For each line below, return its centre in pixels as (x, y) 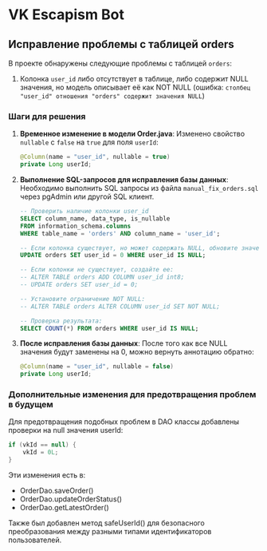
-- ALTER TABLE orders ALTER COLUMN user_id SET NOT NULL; (120, 306)
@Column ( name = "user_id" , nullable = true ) (95, 157)
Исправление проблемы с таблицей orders (122, 44)
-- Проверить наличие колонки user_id (84, 212)
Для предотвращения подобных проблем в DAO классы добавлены (124, 422)
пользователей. (35, 540)
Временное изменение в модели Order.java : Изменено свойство (132, 134)
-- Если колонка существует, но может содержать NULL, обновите (129, 248)
